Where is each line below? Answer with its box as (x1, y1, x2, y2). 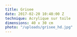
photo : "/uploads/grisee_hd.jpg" (5, 25, 73, 30)
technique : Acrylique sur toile (5, 16, 71, 21)
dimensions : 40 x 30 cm (5, 20, 54, 25)
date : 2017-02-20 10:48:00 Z (5, 12, 64, 16)
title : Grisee (5, 7, 34, 12)
